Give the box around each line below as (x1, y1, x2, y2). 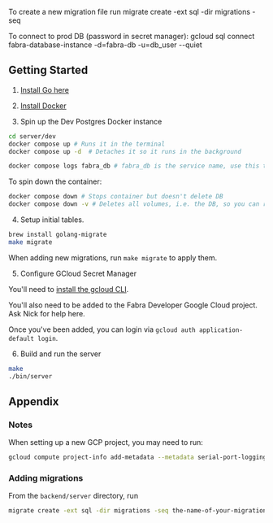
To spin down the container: (8, 177, 102, 186)
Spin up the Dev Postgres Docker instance (19, 116, 162, 126)
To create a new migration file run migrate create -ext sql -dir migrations (8, 7, 250, 16)
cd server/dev (8, 132, 57, 141)
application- (198, 325, 244, 334)
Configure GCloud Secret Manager (19, 268, 137, 278)
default (8, 334, 35, 342)
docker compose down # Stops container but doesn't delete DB (8, 193, 223, 201)
